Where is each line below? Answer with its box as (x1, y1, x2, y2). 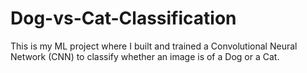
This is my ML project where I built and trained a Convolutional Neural (10, 40, 298, 52)
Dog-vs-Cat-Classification (10, 7, 237, 30)
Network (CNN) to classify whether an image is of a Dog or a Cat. (10, 50, 280, 62)
